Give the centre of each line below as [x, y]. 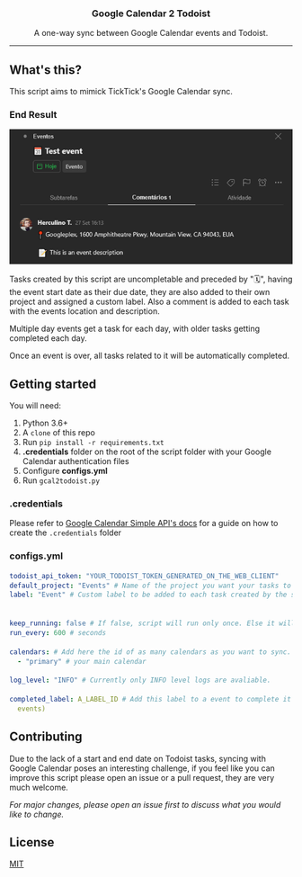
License [32, 842]
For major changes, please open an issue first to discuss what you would [145, 804]
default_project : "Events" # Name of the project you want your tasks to [151, 586]
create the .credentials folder [66, 532]
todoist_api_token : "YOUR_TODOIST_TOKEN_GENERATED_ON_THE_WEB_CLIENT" [144, 576]
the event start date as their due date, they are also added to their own [140, 292]
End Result [33, 115]
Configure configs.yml [65, 471]
